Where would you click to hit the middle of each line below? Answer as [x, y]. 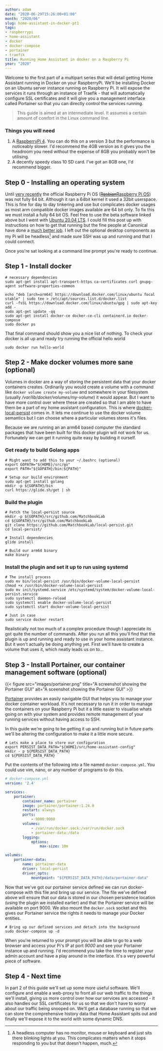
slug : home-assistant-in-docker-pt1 [42, 23]
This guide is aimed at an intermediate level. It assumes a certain [81, 113]
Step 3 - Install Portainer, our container [65, 665]
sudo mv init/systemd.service [36, 590]
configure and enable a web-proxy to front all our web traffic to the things [79, 993]
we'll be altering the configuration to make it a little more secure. [69, 734]
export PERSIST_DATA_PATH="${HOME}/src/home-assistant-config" [70, 747]
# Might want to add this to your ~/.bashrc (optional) [63, 460]
